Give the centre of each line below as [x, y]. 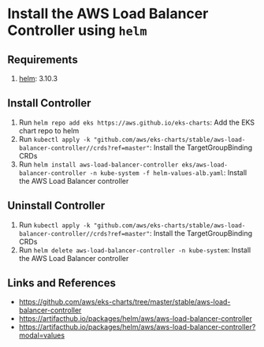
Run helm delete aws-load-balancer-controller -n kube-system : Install [135, 250]
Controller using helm [77, 30]
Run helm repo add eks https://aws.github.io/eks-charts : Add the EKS [137, 122]
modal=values [41, 335]
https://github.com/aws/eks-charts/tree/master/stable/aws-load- [125, 302]
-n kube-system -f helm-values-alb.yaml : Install [168, 172]
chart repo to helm [49, 130]
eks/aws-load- [205, 165]
